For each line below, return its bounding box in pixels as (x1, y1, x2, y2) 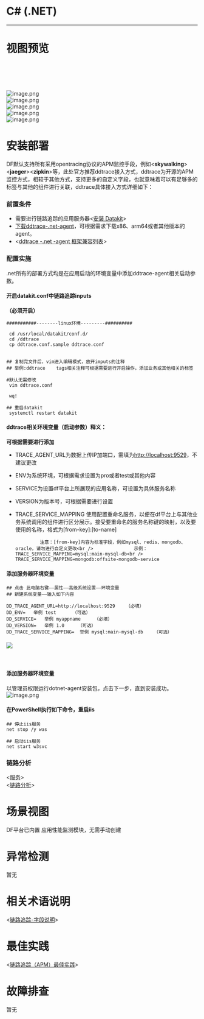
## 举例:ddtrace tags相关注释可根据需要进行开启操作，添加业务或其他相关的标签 (6, 365, 194, 371)
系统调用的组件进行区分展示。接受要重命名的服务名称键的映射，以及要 (20, 518, 196, 525)
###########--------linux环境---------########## (6, 320, 132, 326)
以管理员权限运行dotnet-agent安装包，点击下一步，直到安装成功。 (6, 684, 172, 692)
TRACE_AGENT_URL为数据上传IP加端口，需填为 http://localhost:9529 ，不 (15, 451, 197, 458)
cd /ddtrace (8, 336, 39, 342)
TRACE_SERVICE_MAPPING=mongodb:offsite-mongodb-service (15, 556, 160, 562)
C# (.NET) (6, 4, 58, 18)
